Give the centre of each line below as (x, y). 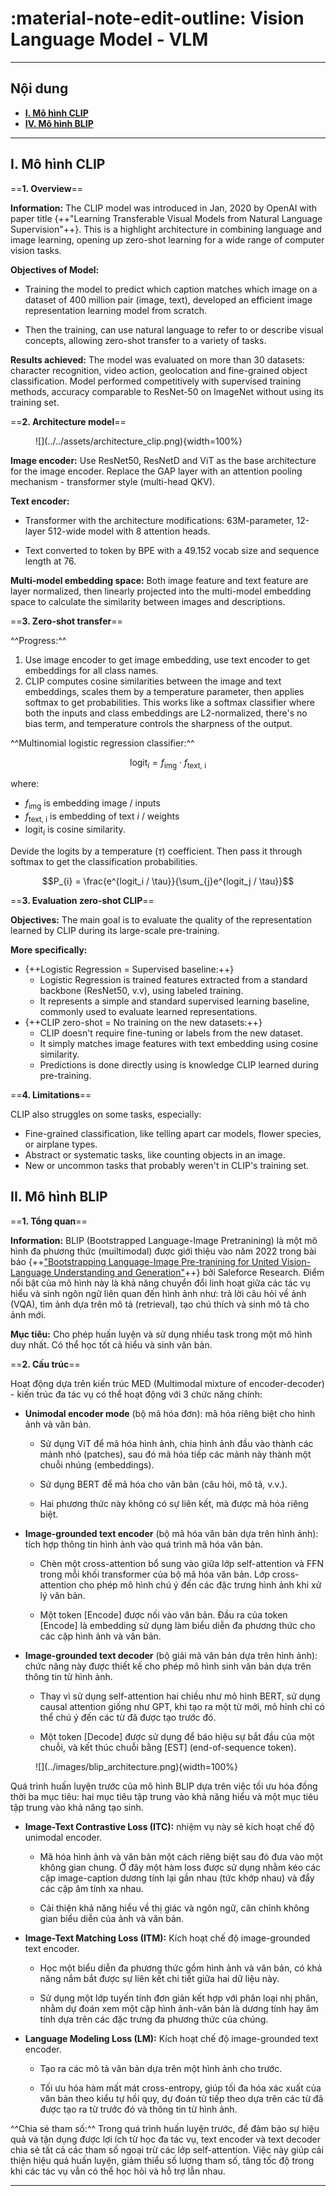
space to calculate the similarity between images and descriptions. (148, 601)
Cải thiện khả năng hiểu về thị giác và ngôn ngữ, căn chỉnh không (174, 1908)
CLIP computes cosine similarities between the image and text (153, 681)
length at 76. (50, 561)
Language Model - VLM (109, 39)
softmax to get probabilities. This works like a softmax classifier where (169, 702)
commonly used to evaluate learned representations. (148, 1011)
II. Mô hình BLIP (59, 1197)
